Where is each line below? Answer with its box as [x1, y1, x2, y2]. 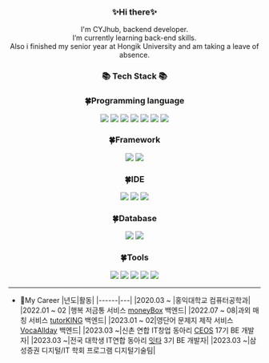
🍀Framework [108, 135, 161, 146]
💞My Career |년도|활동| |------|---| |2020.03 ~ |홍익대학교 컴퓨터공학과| [19, 295, 251, 305]
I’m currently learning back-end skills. [72, 33, 197, 42]
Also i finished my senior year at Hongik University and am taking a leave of [10, 42, 259, 51]
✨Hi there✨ [111, 6, 158, 18]
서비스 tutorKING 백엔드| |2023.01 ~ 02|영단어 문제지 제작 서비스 [28, 315, 234, 325]
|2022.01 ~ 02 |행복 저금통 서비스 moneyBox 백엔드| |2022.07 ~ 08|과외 [19, 305, 251, 315]
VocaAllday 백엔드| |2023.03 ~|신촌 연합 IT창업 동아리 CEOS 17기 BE [19, 325, 240, 335]
